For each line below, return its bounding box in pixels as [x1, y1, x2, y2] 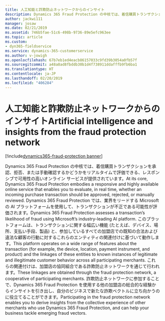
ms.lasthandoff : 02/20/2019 [5, 76, 63, 81]
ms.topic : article [5, 35, 43, 40]
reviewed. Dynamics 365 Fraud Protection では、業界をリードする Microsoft [5, 197, 159, 203]
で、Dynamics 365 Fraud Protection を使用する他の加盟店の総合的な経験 [5, 282, 152, 288]
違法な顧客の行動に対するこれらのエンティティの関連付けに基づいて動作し [5, 234, 155, 240]
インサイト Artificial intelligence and [5, 115, 153, 127]
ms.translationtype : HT [5, 67, 54, 72]
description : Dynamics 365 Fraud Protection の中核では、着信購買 [5, 12, 137, 17]
